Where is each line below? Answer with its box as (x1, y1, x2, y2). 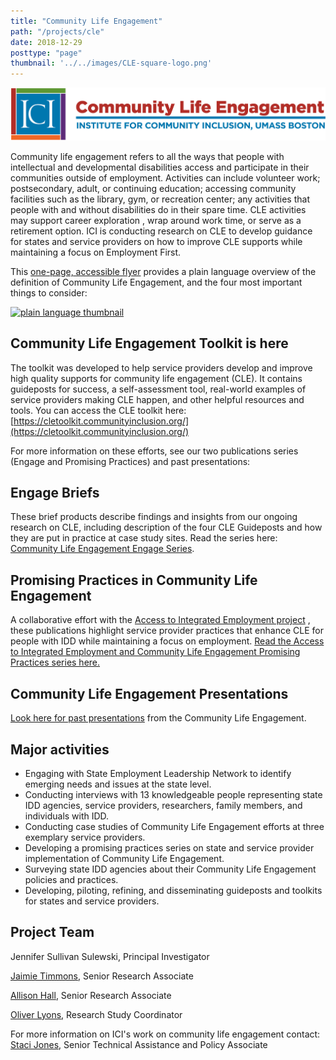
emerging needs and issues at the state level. (24, 778, 212, 790)
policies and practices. (24, 873, 119, 885)
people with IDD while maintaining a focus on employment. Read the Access (10, 635, 325, 647)
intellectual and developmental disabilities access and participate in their (10, 161, 310, 173)
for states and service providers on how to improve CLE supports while (10, 235, 303, 247)
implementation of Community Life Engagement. (24, 852, 225, 864)
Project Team (10, 924, 95, 941)
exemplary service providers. (24, 831, 146, 843)
